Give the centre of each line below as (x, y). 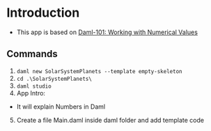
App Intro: (31, 93)
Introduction (43, 13)
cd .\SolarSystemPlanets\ (54, 79)
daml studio (34, 86)
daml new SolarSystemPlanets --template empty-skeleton (99, 71)
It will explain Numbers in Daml (61, 107)
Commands (32, 54)
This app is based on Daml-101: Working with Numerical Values (107, 32)
